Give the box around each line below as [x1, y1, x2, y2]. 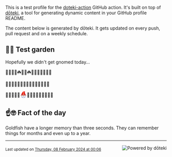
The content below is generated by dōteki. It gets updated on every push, [5, 25, 160, 31]
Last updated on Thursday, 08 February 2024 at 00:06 [5, 147, 101, 152]
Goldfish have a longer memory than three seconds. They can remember [5, 125, 159, 131]
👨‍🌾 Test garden [5, 46, 55, 54]
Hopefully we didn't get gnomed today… [5, 59, 90, 65]
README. [5, 15, 26, 21]
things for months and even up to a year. [5, 130, 91, 136]
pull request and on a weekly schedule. [5, 31, 88, 36]
